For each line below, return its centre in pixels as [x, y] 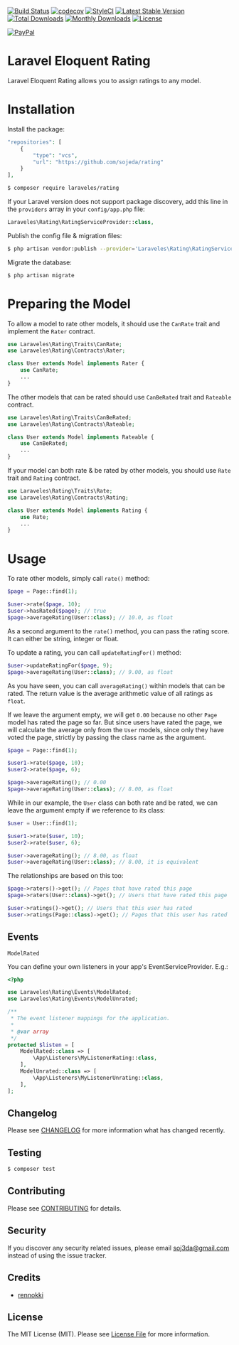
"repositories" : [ [34, 142]
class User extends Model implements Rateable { [81, 437]
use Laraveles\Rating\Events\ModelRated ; [70, 992]
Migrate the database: [40, 262]
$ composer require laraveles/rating [63, 188]
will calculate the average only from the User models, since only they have [116, 729]
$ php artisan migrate [41, 275]
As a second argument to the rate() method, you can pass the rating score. [118, 631]
